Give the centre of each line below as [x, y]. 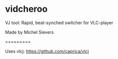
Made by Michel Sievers [29, 32]
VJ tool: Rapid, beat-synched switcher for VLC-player [59, 23]
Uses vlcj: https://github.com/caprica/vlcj [47, 51]
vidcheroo [26, 9]
